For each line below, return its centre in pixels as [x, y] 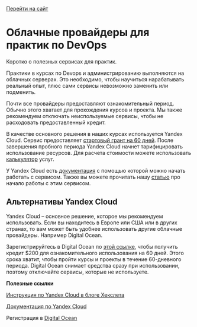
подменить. [21, 92]
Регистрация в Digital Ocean [42, 318]
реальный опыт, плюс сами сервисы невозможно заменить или [87, 85]
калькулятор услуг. [30, 159]
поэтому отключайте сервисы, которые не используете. [77, 272]
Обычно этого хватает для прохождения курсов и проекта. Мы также [94, 110]
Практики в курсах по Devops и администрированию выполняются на [95, 73]
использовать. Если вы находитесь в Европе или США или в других [92, 223]
